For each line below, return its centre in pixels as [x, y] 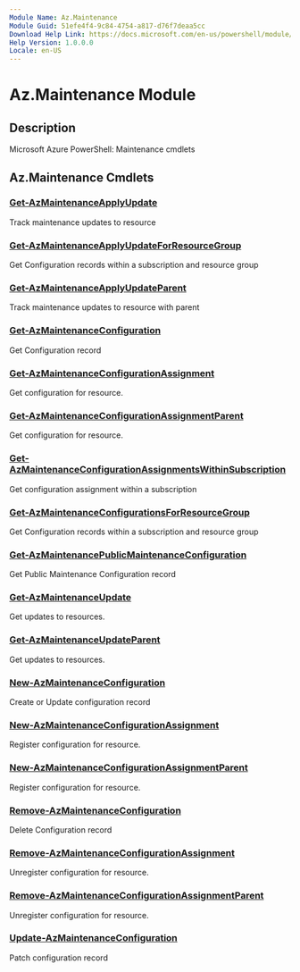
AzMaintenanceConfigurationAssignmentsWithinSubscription [148, 470]
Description [42, 127]
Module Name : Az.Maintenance [63, 17]
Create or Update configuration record [80, 702]
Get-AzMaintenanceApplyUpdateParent [98, 289]
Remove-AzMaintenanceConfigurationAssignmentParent [137, 896]
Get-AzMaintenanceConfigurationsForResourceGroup [129, 512]
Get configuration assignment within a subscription [103, 489]
